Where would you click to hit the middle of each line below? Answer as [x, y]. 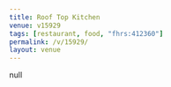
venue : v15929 [35, 25]
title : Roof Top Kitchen [55, 17]
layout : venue [35, 50]
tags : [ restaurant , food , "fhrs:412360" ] [86, 33]
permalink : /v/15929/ [49, 42]
